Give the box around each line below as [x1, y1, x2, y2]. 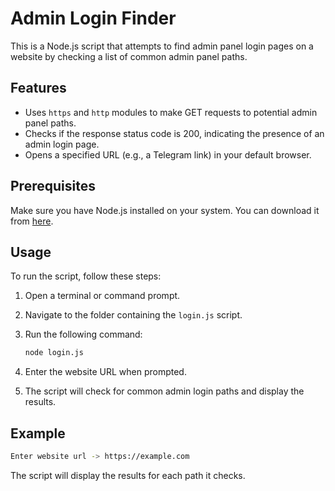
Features [10, 80, 67, 97]
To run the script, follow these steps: [10, 270, 162, 282]
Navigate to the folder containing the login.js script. [24, 309, 243, 321]
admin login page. [24, 138, 100, 150]
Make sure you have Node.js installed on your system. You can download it [10, 204, 320, 216]
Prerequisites [10, 178, 96, 195]
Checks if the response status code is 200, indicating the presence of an [24, 127, 325, 139]
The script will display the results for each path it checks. [10, 469, 246, 481]
